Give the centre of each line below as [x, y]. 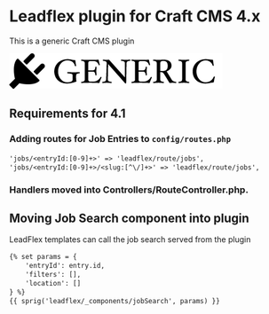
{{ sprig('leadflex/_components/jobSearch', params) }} [115, 302]
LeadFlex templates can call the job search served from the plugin [130, 239]
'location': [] [53, 284]
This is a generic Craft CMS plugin [72, 41]
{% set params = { [43, 257]
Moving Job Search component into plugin [130, 218]
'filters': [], [53, 275]
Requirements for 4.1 [67, 114]
